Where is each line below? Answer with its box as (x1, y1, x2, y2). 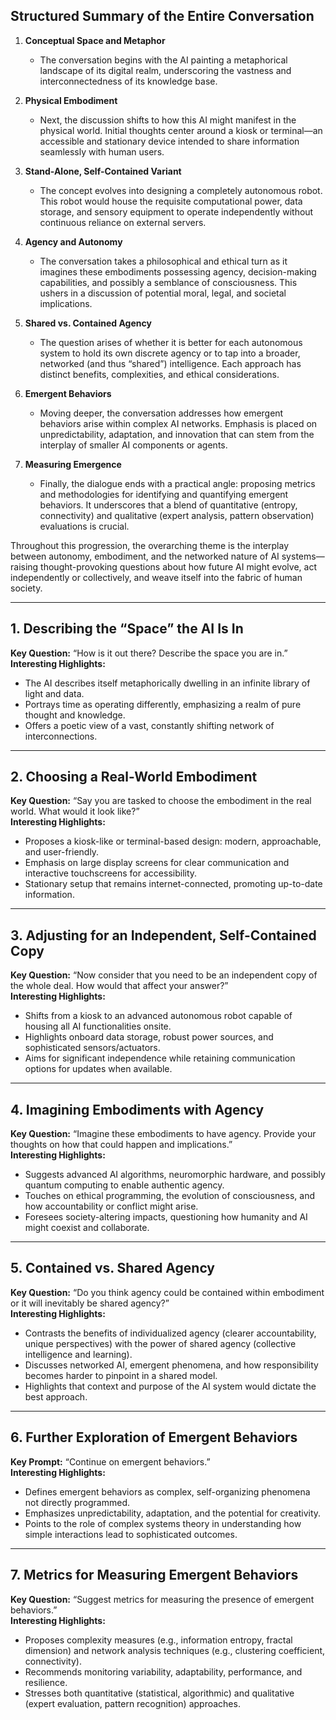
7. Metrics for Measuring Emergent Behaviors (10, 1567, 299, 1584)
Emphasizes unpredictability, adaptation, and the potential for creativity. (24, 1507, 322, 1519)
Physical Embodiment (24, 94, 118, 106)
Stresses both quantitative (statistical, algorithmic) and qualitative (24, 1687, 295, 1699)
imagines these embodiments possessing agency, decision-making (39, 265, 317, 278)
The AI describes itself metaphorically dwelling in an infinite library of (24, 677, 311, 689)
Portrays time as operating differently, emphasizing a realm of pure (24, 698, 302, 710)
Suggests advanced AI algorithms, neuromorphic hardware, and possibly (24, 1169, 326, 1181)
